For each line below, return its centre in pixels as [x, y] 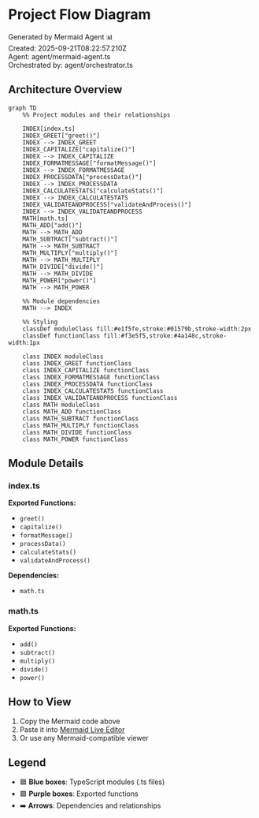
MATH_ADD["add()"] [52, 225]
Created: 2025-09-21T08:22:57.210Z [68, 48]
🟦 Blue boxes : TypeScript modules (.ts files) [92, 782]
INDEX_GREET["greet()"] [61, 136]
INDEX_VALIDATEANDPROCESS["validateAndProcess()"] [107, 204]
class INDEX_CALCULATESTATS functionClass [93, 391]
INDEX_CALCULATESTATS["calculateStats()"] [93, 191]
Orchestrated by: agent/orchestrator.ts [71, 65]
